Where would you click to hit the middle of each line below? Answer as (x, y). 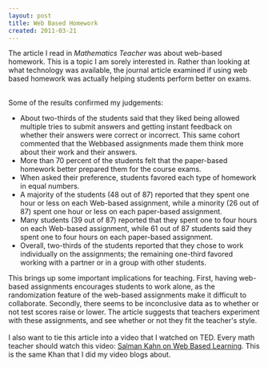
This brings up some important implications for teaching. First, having (123, 278)
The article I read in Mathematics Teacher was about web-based (115, 54)
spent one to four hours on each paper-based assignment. (116, 237)
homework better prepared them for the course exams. (110, 170)
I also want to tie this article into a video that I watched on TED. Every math (132, 337)
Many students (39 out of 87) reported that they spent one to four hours (138, 220)
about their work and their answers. (78, 152)
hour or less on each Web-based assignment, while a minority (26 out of (140, 203)
